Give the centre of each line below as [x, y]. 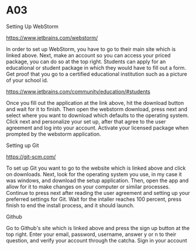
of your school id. [27, 80]
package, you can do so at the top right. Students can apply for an [86, 61]
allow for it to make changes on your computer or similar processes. [88, 186]
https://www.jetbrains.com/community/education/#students [78, 91]
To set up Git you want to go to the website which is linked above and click [96, 168]
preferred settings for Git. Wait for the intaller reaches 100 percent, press [94, 199]
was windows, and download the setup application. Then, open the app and [97, 180]
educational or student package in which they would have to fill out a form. [96, 67]
